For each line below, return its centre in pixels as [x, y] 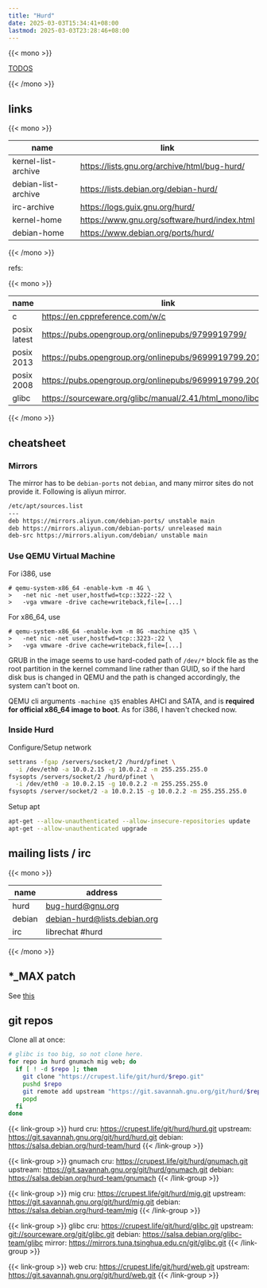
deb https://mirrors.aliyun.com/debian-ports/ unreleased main [115, 528]
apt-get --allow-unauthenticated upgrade [78, 829]
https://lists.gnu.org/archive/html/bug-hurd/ [162, 166]
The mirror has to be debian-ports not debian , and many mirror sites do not [131, 483]
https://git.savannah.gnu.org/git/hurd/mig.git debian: [95, 1202]
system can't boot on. [44, 685]
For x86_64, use [35, 617]
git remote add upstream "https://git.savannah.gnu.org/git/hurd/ [135, 1091]
